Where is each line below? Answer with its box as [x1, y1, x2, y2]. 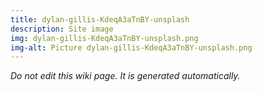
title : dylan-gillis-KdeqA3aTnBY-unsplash [10, 14, 190, 25]
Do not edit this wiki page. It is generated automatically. [10, 70, 241, 82]
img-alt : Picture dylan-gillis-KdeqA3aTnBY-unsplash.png [10, 42, 253, 53]
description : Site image [10, 24, 114, 34]
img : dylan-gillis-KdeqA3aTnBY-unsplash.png [10, 33, 199, 43]
